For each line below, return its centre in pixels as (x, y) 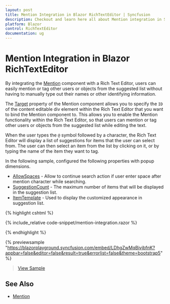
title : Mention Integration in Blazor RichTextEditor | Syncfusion (78, 15)
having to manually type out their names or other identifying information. (81, 94)
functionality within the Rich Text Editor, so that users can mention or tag (81, 120)
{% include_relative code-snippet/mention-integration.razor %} (71, 223)
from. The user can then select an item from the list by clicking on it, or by (82, 146)
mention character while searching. (49, 181)
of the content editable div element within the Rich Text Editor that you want (84, 109)
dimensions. (18, 166)
